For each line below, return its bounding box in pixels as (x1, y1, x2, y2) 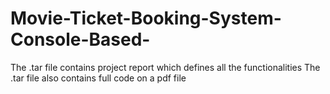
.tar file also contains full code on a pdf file (10, 72, 187, 84)
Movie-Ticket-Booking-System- (10, 7, 282, 30)
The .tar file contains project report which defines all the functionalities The (10, 61, 321, 73)
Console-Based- (10, 28, 151, 51)
